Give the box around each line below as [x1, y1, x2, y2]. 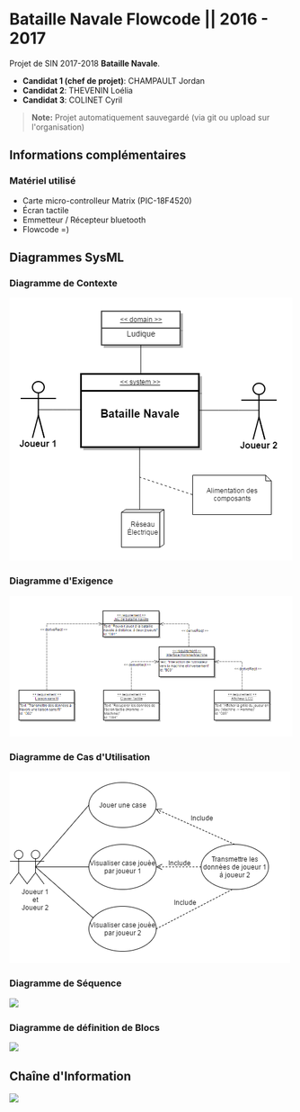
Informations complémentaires [9, 148, 187, 163]
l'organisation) [31, 122, 85, 132]
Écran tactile [22, 204, 69, 215]
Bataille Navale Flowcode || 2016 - [9, 9, 269, 30]
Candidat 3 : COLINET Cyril [22, 95, 123, 105]
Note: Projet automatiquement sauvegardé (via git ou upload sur [31, 112, 270, 122]
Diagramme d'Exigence [9, 574, 114, 587]
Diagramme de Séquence [9, 977, 122, 990]
